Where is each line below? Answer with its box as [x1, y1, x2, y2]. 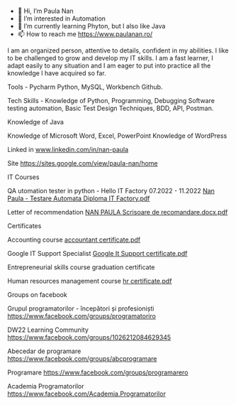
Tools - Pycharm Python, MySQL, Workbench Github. [7, 82, 163, 91]
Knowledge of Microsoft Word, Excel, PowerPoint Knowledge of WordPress [7, 131, 227, 140]
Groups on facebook [7, 291, 67, 298]
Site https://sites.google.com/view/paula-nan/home [7, 159, 158, 167]
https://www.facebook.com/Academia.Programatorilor [7, 389, 167, 398]
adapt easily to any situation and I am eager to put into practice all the [7, 61, 211, 70]
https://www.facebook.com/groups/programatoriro [7, 312, 156, 320]
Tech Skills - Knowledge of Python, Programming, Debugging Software [7, 97, 215, 104]
